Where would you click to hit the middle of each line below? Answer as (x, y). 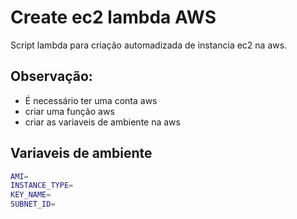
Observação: (51, 76)
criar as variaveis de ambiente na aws (102, 122)
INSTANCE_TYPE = (42, 186)
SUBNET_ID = (33, 204)
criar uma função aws (69, 111)
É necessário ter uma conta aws (91, 100)
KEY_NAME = (31, 195)
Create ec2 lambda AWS (113, 17)
